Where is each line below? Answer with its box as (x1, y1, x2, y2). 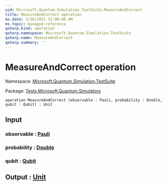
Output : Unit (5, 173, 46, 181)
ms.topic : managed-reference (5, 21, 66, 27)
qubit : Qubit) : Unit (5, 102, 53, 107)
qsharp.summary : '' (5, 40, 46, 45)
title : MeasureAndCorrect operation (5, 12, 82, 17)
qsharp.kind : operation (5, 26, 55, 31)
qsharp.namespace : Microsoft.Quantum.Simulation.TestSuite (5, 31, 131, 36)
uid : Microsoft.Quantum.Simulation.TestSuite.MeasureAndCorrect (5, 7, 142, 13)
